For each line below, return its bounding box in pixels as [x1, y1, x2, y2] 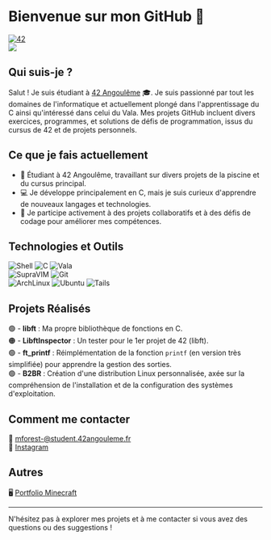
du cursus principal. [19, 178, 87, 188]
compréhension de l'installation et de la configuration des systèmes [8, 380, 234, 390]
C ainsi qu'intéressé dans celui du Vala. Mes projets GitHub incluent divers [8, 108, 256, 117]
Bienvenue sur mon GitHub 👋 [8, 7, 205, 26]
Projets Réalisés [8, 302, 91, 315]
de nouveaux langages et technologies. [19, 199, 152, 209]
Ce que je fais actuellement [8, 149, 148, 162]
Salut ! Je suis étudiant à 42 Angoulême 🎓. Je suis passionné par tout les [8, 87, 254, 97]
